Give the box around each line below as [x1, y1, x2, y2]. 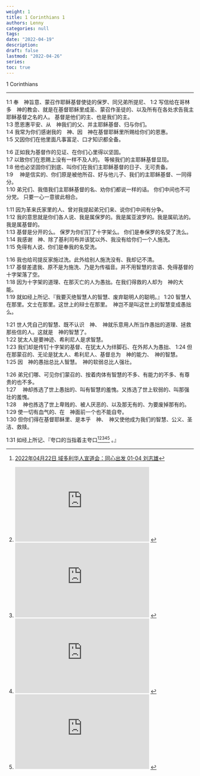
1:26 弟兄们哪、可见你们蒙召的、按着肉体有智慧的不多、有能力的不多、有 [6, 371, 185, 378]
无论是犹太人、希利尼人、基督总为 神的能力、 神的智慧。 [37, 351, 181, 358]
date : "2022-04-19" [6, 36, 55, 42]
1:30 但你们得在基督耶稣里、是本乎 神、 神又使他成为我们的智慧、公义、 [6, 416, 187, 423]
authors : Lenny [6, 20, 44, 26]
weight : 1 [6, 8, 31, 15]
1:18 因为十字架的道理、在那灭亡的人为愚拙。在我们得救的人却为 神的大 [6, 278, 184, 286]
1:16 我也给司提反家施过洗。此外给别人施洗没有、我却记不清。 [6, 256, 158, 263]
